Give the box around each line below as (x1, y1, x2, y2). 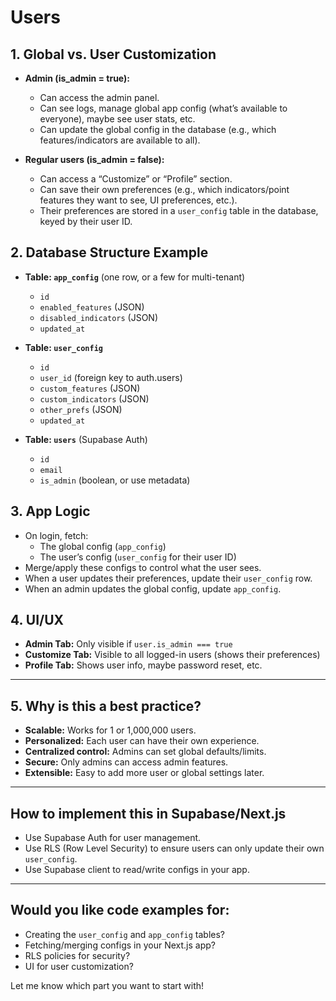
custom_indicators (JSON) (39, 392, 150, 405)
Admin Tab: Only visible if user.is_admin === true (24, 638, 233, 650)
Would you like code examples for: (10, 902, 230, 919)
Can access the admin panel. (39, 92, 160, 103)
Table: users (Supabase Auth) (24, 433, 148, 445)
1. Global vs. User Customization (10, 46, 217, 63)
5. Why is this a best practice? (10, 697, 202, 715)
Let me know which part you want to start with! (10, 979, 205, 991)
